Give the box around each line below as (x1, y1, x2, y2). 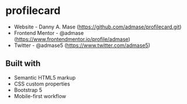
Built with (5, 59, 41, 69)
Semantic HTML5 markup (13, 74, 76, 81)
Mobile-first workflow (13, 92, 67, 99)
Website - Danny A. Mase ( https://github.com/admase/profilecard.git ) (13, 23, 182, 30)
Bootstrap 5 (13, 86, 43, 94)
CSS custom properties (13, 80, 71, 87)
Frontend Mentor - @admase (13, 29, 84, 36)
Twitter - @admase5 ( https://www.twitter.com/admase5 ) (13, 42, 150, 49)
